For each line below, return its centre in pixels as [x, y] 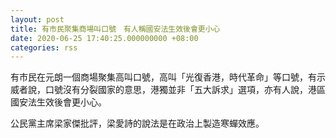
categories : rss [44, 47]
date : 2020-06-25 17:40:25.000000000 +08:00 [104, 38]
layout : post [37, 19]
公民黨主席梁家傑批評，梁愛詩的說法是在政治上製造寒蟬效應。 [137, 123]
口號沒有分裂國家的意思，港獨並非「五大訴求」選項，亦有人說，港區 [185, 90]
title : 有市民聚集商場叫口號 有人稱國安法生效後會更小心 [115, 29]
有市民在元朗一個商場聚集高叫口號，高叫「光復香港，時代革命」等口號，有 [163, 77]
